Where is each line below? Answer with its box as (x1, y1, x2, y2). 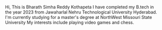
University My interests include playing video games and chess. (5, 19, 134, 25)
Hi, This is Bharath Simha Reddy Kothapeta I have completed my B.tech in (5, 4, 154, 10)
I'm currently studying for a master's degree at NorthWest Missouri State (5, 15, 152, 20)
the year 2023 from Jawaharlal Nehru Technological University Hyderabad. (5, 9, 157, 15)
